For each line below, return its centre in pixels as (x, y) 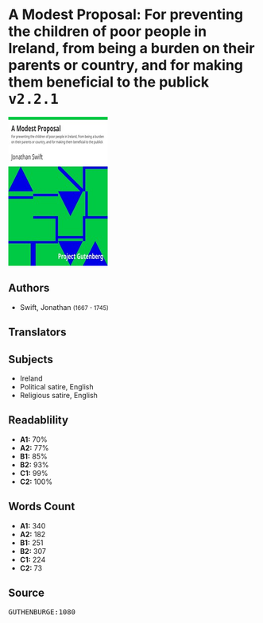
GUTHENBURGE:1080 (42, 612)
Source (27, 592)
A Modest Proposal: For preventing (126, 15)
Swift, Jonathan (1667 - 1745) (64, 307)
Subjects (31, 359)
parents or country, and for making (126, 66)
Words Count (42, 507)
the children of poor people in (108, 31)
